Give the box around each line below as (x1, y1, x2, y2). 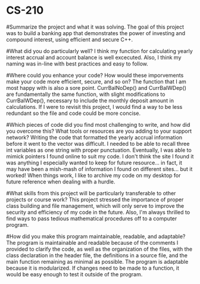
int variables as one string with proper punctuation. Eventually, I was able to (6, 146, 192, 154)
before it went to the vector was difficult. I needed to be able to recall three (6, 140, 190, 147)
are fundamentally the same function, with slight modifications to (6, 90, 165, 98)
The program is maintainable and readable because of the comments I (6, 239, 179, 246)
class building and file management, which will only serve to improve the (6, 202, 185, 209)
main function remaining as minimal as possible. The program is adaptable (6, 258, 189, 265)
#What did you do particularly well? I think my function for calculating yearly (6, 47, 193, 54)
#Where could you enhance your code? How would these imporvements (6, 71, 184, 79)
